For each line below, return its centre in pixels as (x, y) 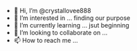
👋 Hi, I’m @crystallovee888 (52, 11)
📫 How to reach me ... (46, 40)
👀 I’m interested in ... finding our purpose (72, 18)
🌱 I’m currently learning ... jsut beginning (71, 25)
